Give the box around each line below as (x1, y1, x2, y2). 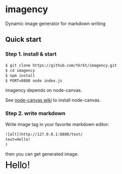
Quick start (5, 35, 42, 44)
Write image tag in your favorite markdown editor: (5, 121, 109, 127)
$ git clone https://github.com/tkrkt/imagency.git (5, 63, 117, 68)
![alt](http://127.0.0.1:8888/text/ (5, 132, 83, 137)
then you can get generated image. (5, 151, 79, 157)
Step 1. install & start (5, 51, 57, 58)
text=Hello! (5, 137, 30, 142)
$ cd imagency (5, 68, 36, 73)
